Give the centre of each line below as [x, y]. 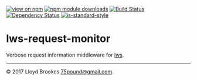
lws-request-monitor [58, 39]
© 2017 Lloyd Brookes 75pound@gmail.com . [60, 71]
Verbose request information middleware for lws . [65, 55]
